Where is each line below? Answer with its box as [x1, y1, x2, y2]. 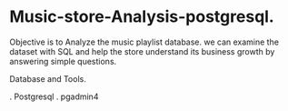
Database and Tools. [9, 73, 86, 84]
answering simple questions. [9, 55, 117, 66]
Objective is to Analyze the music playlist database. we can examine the [9, 36, 280, 47]
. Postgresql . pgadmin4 [9, 91, 99, 102]
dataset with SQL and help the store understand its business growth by [9, 45, 275, 56]
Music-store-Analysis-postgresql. [9, 6, 274, 27]
